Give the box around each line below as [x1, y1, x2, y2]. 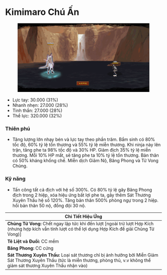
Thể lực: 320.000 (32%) [12, 113, 62, 119]
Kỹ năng [5, 176, 26, 183]
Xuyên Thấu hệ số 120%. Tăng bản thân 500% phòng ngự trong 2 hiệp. [12, 197, 159, 203]
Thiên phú [5, 125, 31, 132]
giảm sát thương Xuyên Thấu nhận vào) [7, 263, 88, 269]
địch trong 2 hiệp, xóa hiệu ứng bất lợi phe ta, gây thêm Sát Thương [12, 192, 151, 198]
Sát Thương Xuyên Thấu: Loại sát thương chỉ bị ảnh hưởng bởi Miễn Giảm [7, 252, 159, 258]
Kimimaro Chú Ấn [5, 6, 80, 18]
